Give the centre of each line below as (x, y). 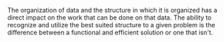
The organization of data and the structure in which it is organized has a (112, 10)
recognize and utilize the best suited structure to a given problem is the (111, 25)
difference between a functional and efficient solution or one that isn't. (110, 32)
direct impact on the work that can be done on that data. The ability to (110, 17)
